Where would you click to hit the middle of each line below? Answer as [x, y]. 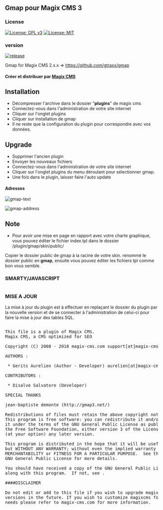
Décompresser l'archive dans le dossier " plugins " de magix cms [77, 103]
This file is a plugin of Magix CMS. [50, 332]
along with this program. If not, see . [55, 473]
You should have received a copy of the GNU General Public [78, 468]
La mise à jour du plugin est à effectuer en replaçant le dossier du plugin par [81, 307]
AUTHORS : [16, 356]
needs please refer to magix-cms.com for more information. [78, 502]
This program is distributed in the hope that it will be [75, 444]
